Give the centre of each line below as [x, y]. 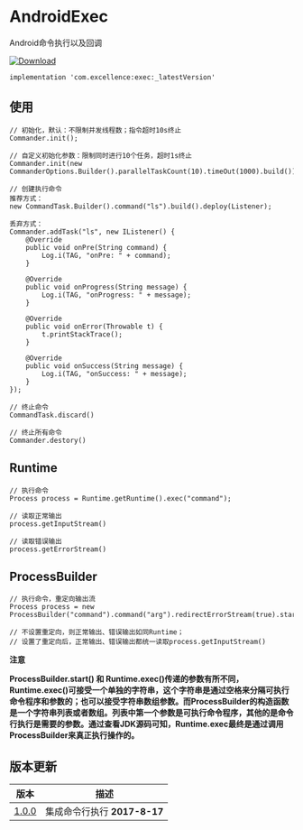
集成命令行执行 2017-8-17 [104, 812]
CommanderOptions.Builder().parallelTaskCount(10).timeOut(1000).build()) [153, 171]
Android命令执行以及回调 [55, 42]
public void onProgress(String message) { [106, 287]
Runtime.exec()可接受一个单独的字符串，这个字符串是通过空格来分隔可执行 [150, 690]
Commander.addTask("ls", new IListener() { [92, 232]
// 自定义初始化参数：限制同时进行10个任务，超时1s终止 [101, 155]
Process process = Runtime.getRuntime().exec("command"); [120, 498]
